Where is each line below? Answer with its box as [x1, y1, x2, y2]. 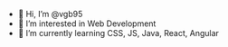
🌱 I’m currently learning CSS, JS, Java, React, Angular [17, 28, 220, 38]
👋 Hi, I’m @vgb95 [17, 9, 83, 19]
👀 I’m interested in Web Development [17, 18, 157, 29]
